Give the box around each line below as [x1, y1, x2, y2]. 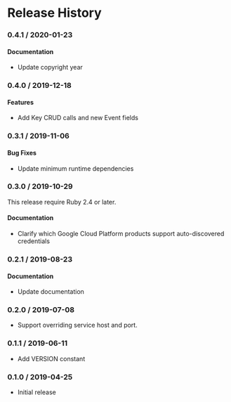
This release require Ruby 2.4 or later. [7, 197, 117, 206]
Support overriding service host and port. [17, 321, 138, 330]
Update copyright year [17, 63, 83, 72]
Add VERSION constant [17, 354, 86, 363]
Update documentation [17, 287, 84, 296]
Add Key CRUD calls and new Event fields [17, 114, 139, 122]
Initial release [17, 388, 56, 396]
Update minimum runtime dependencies [17, 164, 134, 173]
